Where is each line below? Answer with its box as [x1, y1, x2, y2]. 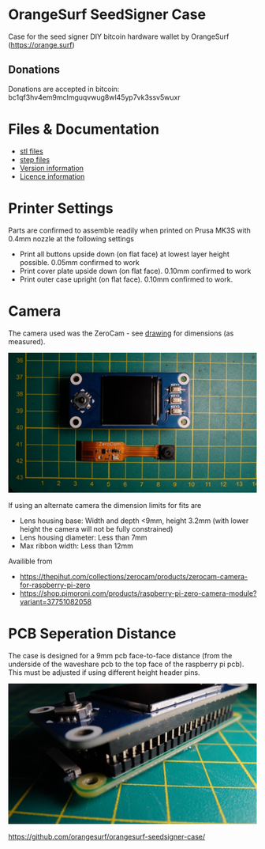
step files [19, 154, 50, 164]
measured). [8, 336, 46, 346]
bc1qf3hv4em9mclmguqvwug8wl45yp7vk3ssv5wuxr [8, 93, 181, 102]
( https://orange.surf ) [8, 40, 75, 49]
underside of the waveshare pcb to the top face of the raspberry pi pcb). [8, 659, 244, 669]
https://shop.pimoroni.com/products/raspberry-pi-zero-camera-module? [19, 589, 257, 598]
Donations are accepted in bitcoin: [8, 84, 120, 93]
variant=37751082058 [19, 597, 92, 607]
